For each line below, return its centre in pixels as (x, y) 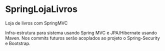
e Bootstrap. (18, 43)
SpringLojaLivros (41, 9)
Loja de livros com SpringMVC (36, 23)
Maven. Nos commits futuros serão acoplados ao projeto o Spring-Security (82, 38)
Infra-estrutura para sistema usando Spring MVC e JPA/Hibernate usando (81, 32)
